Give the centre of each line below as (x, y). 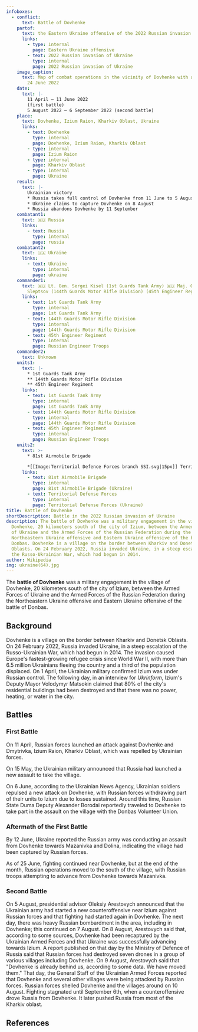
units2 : (26, 445)
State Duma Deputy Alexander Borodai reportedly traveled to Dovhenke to (96, 805)
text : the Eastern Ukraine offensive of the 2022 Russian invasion (106, 34)
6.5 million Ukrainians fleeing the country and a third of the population (91, 665)
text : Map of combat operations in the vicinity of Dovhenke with (105, 77)
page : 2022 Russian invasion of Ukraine (82, 66)
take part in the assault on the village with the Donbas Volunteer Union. (92, 811)
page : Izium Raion (55, 154)
